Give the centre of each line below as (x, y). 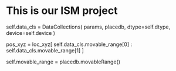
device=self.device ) (31, 33)
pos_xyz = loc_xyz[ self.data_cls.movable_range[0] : (69, 44)
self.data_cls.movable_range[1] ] (45, 50)
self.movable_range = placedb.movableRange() (63, 62)
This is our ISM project (62, 11)
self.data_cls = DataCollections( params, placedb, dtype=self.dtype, (88, 27)
